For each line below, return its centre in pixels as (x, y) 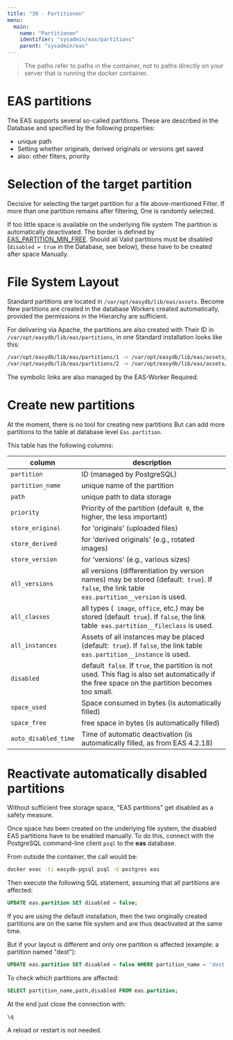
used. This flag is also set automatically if (148, 674)
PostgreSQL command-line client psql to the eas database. (92, 843)
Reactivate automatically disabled (107, 774)
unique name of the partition (128, 486)
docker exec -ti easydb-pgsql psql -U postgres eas (83, 870)
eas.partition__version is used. (134, 597)
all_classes (31, 617)
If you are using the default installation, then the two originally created (107, 916)
